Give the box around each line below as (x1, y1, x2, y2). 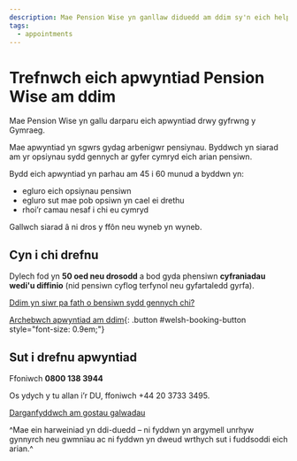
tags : (9, 21, 29, 30)
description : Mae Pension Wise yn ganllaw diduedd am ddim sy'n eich (9, 12, 271, 22)
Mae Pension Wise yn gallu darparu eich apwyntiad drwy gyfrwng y (9, 116, 256, 127)
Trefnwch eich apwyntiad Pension (9, 67, 265, 88)
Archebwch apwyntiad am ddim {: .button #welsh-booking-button (9, 315, 247, 326)
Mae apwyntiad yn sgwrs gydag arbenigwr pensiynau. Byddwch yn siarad (9, 142, 278, 153)
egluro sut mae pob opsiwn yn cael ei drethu (21, 196, 185, 206)
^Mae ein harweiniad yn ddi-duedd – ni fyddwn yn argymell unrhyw (9, 424, 255, 434)
